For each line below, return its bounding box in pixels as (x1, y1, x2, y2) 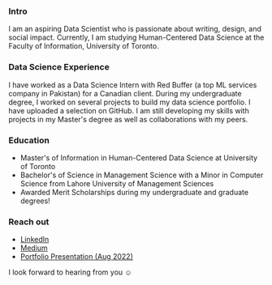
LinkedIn (19, 235, 50, 245)
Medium (19, 243, 49, 253)
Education (8, 134, 50, 146)
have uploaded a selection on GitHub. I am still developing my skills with (8, 105, 249, 115)
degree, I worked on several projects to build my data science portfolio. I (8, 97, 251, 107)
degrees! (19, 196, 50, 206)
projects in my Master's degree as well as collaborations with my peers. (8, 114, 248, 124)
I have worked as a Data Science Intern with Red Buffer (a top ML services (8, 79, 257, 90)
